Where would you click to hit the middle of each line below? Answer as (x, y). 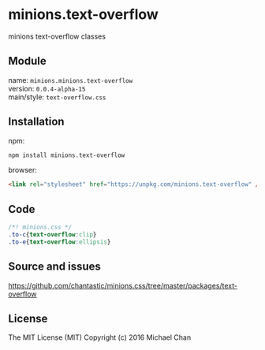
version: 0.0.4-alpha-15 (47, 88)
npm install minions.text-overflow (67, 155)
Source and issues (54, 267)
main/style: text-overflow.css (57, 97)
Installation (36, 122)
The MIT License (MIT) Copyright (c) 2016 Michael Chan (100, 337)
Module (27, 61)
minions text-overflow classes (57, 36)
